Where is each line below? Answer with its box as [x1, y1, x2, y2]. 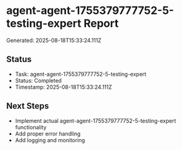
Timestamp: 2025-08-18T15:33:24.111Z [15, 83, 112, 90]
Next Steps [6, 101, 49, 111]
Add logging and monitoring [15, 136, 86, 143]
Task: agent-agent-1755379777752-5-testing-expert [15, 70, 147, 78]
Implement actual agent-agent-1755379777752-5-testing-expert [15, 117, 177, 124]
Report [83, 16, 119, 30]
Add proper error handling [15, 130, 81, 137]
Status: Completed [15, 77, 62, 84]
